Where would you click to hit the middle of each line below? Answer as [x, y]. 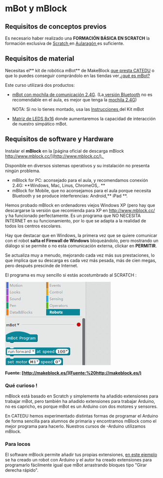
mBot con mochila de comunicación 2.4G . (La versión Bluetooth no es [82, 94]
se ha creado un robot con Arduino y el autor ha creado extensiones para [79, 460]
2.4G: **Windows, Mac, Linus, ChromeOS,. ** [59, 185]
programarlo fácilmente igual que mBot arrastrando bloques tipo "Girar [76, 465]
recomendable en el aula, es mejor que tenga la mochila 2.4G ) [74, 100]
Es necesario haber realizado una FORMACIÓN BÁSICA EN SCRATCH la [77, 38]
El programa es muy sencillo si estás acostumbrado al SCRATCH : [71, 275]
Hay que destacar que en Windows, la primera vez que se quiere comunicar [81, 235]
